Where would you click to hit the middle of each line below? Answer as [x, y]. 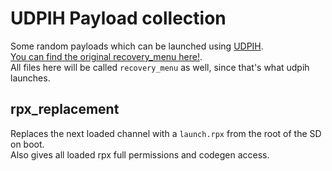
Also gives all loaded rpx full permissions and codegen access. [140, 154]
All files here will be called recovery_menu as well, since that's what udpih [160, 67]
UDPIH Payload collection [118, 18]
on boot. [27, 144]
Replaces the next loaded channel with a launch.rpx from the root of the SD [166, 133]
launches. [30, 78]
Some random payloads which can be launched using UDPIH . [137, 46]
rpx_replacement [65, 109]
